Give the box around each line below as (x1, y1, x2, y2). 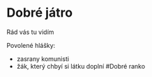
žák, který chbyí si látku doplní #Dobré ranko (16, 62, 146, 70)
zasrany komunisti (16, 54, 70, 63)
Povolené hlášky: (6, 41, 56, 49)
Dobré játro (6, 5, 73, 21)
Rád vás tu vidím (6, 28, 54, 36)
